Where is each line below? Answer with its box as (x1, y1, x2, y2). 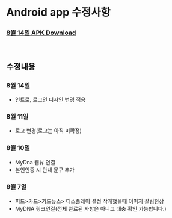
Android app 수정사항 (6, 5, 111, 19)
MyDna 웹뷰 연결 (14, 158, 56, 166)
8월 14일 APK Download (6, 28, 76, 37)
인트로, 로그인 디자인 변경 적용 (14, 96, 86, 103)
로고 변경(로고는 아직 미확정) (14, 127, 82, 134)
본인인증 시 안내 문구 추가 (14, 166, 75, 173)
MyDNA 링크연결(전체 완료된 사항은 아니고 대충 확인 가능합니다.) (14, 205, 167, 213)
